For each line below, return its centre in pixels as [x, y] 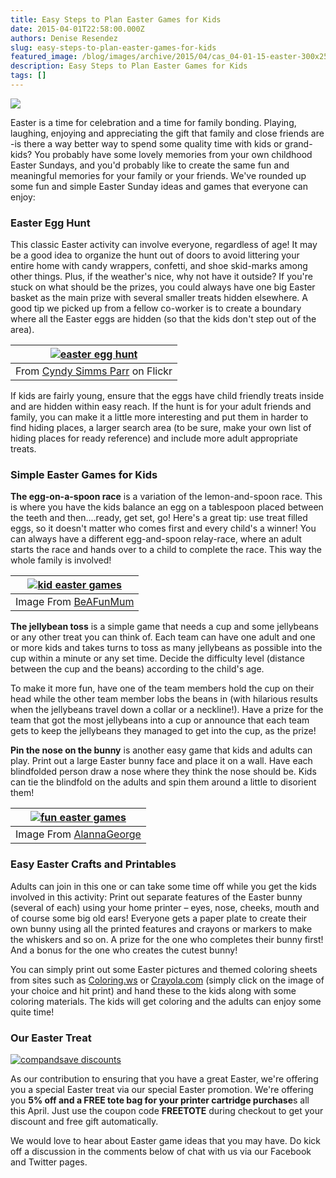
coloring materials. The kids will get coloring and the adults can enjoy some [166, 1001]
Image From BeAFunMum [75, 602]
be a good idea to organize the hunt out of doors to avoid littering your [155, 255]
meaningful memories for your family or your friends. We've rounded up [158, 175]
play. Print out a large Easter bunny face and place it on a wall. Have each [161, 761]
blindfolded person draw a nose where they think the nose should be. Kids [163, 772]
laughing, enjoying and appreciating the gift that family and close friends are [167, 133]
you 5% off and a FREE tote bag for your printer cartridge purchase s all [160, 1100]
